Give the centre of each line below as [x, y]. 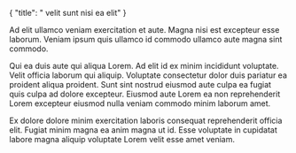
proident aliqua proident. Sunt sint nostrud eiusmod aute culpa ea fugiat [140, 84]
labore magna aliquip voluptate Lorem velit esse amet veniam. [122, 139]
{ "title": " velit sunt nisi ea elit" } [68, 13]
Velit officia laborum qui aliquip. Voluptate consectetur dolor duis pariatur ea [148, 75]
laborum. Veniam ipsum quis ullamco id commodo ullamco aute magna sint [146, 39]
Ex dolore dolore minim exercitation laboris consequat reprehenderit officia [146, 120]
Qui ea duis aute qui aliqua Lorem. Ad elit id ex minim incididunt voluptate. [144, 66]
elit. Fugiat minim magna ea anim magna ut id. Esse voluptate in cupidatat [143, 130]
